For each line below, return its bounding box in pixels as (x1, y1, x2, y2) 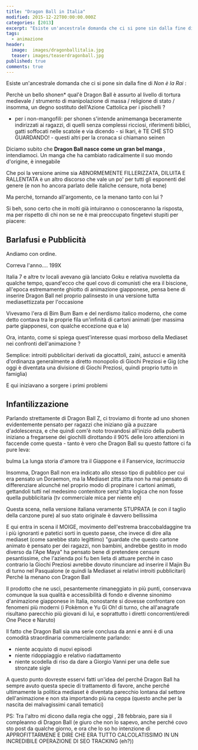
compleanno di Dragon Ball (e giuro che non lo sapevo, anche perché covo (6, 719, 187, 726)
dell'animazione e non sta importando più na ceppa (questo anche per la (6, 695, 183, 702)
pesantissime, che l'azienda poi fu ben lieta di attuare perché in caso (6, 555, 173, 561)
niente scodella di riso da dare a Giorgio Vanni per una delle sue (14, 658, 170, 665)
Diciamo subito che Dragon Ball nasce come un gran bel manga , (6, 145, 166, 152)
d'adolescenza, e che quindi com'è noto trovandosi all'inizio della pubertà (6, 427, 186, 434)
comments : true (6, 63, 44, 70)
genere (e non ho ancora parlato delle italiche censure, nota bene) (6, 182, 167, 189)
